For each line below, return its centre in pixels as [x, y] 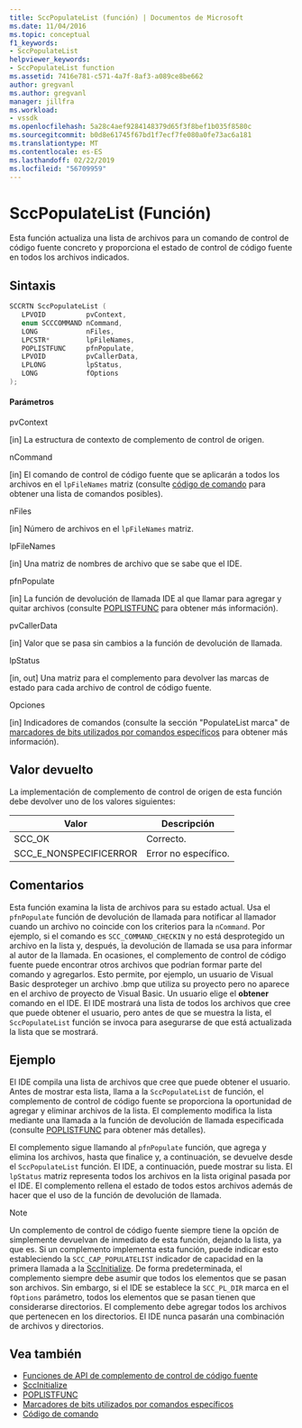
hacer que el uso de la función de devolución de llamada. [116, 1195]
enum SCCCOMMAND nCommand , [72, 323]
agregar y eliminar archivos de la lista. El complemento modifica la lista [141, 1111]
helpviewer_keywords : [50, 59]
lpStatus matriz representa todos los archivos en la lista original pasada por [150, 1176]
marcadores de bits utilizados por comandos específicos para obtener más [149, 732]
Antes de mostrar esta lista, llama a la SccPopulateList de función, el [137, 1091]
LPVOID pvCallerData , [80, 357]
